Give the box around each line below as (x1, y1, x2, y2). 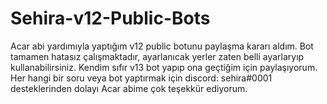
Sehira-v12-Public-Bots (10, 7, 211, 30)
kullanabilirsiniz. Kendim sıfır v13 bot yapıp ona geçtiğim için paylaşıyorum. (10, 61, 318, 73)
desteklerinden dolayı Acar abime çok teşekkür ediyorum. (10, 82, 248, 94)
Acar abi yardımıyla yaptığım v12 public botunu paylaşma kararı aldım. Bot (10, 40, 314, 52)
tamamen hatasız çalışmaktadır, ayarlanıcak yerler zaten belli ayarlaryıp (10, 50, 305, 62)
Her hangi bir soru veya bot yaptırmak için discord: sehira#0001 (10, 72, 273, 84)
